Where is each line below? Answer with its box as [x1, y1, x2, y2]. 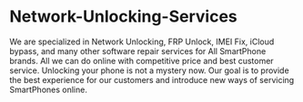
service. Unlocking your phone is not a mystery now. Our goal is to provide [9, 65, 289, 76]
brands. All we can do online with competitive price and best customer [9, 55, 275, 66]
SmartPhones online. [9, 84, 88, 95]
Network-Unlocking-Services [9, 6, 238, 27]
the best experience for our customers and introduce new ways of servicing [9, 74, 295, 85]
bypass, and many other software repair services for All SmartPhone [9, 45, 267, 56]
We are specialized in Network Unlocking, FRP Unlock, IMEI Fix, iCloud [9, 36, 275, 47]
